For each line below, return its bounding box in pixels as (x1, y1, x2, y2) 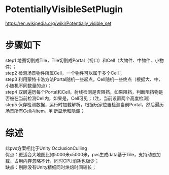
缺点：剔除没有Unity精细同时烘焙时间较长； (5, 164, 96, 170)
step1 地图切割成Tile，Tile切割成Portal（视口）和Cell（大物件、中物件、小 (5, 57, 160, 63)
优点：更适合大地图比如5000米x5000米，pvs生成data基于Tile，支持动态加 (5, 151, 161, 157)
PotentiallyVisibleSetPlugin (5, 4, 123, 15)
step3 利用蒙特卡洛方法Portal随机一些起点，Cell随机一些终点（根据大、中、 (5, 76, 163, 82)
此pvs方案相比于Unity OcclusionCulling (5, 145, 87, 151)
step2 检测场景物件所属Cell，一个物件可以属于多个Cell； (5, 70, 123, 76)
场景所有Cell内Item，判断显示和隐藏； (5, 108, 85, 114)
